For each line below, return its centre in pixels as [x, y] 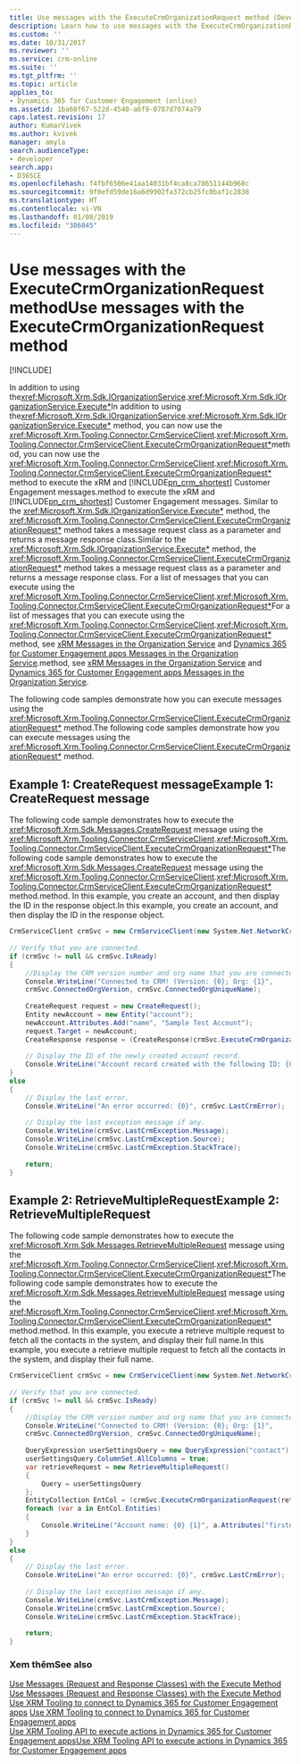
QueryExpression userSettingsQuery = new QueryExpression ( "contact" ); [159, 1451]
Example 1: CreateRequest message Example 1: [142, 785]
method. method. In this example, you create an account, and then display [144, 896]
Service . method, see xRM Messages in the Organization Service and [136, 663]
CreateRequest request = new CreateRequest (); [113, 1007]
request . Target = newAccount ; [82, 1031]
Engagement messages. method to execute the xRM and [112, 492]
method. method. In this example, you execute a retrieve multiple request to [147, 1331]
